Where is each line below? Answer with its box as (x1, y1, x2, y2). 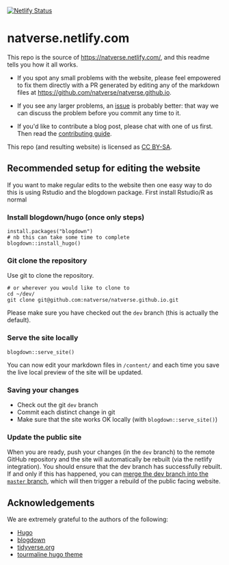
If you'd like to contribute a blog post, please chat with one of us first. (16, 122, 213, 130)
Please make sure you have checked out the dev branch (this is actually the (7, 309, 219, 317)
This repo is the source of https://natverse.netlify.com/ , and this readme (7, 53, 210, 61)
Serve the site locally (7, 333, 79, 343)
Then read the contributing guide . (16, 129, 112, 137)
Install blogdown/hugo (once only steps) (7, 213, 145, 222)
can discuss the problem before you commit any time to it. (16, 108, 181, 117)
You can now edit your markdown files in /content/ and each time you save (7, 361, 220, 369)
